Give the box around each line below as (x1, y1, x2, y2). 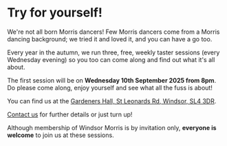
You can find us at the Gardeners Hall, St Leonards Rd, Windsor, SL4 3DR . (7, 96, 217, 105)
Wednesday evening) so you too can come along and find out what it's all (7, 55, 215, 63)
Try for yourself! (7, 5, 103, 21)
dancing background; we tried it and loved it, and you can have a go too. (7, 34, 213, 43)
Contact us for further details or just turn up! (7, 110, 133, 118)
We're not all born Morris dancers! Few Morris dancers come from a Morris (7, 28, 220, 36)
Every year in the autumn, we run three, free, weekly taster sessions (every (7, 48, 220, 56)
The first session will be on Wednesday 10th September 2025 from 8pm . (7, 76, 217, 84)
